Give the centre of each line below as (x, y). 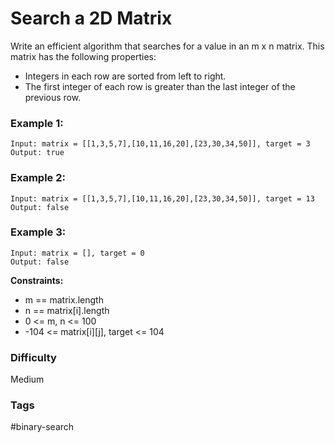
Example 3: (38, 232)
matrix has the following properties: (83, 56)
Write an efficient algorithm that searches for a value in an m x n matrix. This (167, 46)
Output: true (37, 153)
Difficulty (33, 357)
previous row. (53, 97)
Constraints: (37, 280)
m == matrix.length (64, 299)
